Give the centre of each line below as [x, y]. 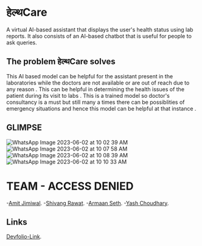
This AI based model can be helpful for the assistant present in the [90, 76]
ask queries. [22, 43]
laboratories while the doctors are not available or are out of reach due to [98, 83]
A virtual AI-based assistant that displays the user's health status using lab [100, 29]
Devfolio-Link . [24, 237]
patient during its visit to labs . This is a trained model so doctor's [88, 95]
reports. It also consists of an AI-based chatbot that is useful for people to [99, 36]
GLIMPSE [24, 128]
